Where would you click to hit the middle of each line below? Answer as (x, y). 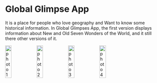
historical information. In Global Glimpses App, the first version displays (78, 28)
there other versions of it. (31, 39)
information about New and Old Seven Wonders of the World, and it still (78, 33)
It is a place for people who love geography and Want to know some (75, 23)
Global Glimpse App (47, 9)
